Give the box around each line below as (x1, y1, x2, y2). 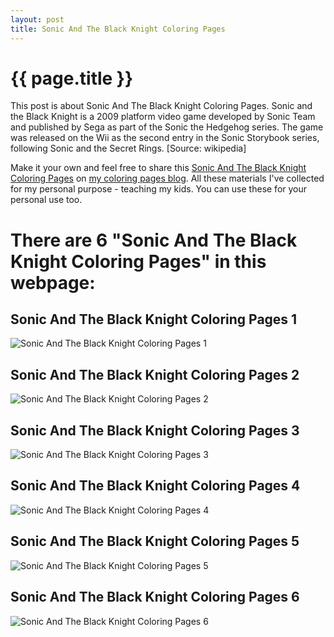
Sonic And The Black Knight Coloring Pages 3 (10, 422, 300, 439)
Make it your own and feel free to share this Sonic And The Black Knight (10, 162, 307, 174)
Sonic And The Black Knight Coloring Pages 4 (10, 477, 301, 495)
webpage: (10, 271, 96, 294)
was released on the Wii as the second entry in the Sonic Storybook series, (10, 132, 320, 144)
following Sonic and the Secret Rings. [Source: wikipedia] (10, 142, 247, 155)
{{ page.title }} (10, 67, 134, 90)
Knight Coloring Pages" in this (10, 250, 267, 273)
